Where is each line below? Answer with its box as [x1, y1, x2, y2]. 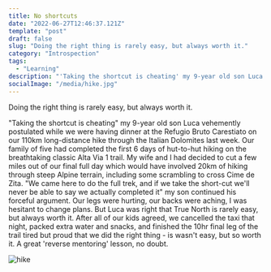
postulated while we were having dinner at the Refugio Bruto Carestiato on [8, 127, 257, 136]
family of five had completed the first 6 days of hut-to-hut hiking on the [8, 144, 247, 153]
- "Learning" [15, 65, 60, 73]
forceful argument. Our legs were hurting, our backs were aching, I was [8, 196, 247, 205]
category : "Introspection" [8, 50, 100, 58]
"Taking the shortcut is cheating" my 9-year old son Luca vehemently [8, 118, 241, 127]
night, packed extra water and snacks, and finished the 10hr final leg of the [8, 221, 259, 231]
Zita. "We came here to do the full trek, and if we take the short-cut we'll [8, 178, 250, 188]
